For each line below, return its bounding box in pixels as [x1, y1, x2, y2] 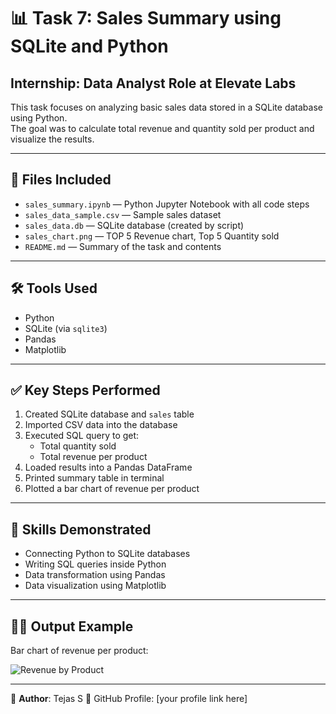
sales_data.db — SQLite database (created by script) [24, 219, 245, 231]
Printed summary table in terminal [24, 472, 165, 484]
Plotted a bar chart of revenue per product [24, 483, 200, 495]
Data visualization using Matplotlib [24, 580, 167, 592]
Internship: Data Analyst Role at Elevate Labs [10, 75, 297, 92]
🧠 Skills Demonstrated [10, 521, 152, 538]
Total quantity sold [39, 440, 117, 452]
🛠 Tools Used [10, 280, 98, 297]
